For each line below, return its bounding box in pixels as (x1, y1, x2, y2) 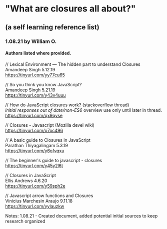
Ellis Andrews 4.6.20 (5, 178, 47, 184)
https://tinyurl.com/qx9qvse (5, 112, 63, 118)
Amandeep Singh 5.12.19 (5, 66, 55, 72)
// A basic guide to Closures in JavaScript (5, 137, 91, 143)
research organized (5, 218, 45, 224)
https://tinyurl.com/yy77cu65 (5, 72, 65, 78)
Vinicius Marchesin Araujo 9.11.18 (5, 198, 73, 204)
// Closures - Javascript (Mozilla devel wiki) (5, 122, 95, 128)
